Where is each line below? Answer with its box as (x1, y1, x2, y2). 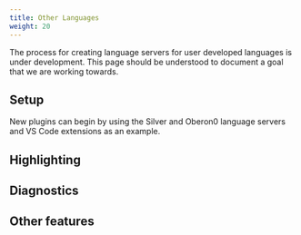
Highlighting (9, 152, 82, 168)
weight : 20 (9, 22, 51, 31)
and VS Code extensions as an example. (9, 126, 161, 137)
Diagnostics (9, 183, 79, 199)
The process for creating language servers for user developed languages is (9, 46, 293, 57)
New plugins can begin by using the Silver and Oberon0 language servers (9, 116, 286, 127)
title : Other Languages (9, 13, 100, 23)
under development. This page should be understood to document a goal (9, 56, 284, 67)
